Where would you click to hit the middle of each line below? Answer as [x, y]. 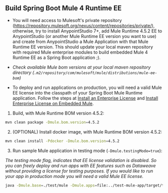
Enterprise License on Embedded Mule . [53, 103]
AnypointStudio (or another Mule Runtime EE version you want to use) [84, 36]
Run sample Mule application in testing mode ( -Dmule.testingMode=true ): [87, 150]
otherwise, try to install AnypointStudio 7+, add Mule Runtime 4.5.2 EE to [87, 31]
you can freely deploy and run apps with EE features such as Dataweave [80, 165]
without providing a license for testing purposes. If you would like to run [79, 171]
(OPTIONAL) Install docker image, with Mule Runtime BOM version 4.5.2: [87, 131]
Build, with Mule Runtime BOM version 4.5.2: [58, 113]
